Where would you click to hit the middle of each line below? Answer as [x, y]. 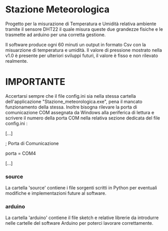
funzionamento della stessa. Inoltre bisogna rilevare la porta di [71, 107]
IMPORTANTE [35, 82]
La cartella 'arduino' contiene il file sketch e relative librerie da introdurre [82, 218]
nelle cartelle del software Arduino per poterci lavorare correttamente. [79, 223]
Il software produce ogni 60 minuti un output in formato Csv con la [76, 44]
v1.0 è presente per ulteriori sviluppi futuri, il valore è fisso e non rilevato [82, 56]
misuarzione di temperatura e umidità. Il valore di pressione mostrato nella [84, 50]
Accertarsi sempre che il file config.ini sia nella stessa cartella [71, 96]
